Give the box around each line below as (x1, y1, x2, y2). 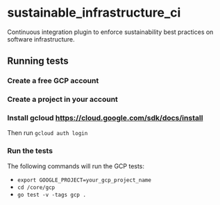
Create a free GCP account (7, 76, 99, 86)
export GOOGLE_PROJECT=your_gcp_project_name (17, 177, 151, 184)
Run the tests (7, 146, 53, 156)
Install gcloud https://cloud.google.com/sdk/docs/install (7, 113, 203, 123)
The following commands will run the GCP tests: (7, 161, 144, 170)
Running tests (7, 55, 69, 67)
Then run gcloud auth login (7, 129, 88, 137)
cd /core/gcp (17, 184, 56, 191)
